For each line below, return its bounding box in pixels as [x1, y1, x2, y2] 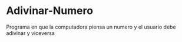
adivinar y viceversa [6, 29, 55, 36]
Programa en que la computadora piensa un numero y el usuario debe [6, 23, 176, 30]
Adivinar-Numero [6, 4, 93, 17]
